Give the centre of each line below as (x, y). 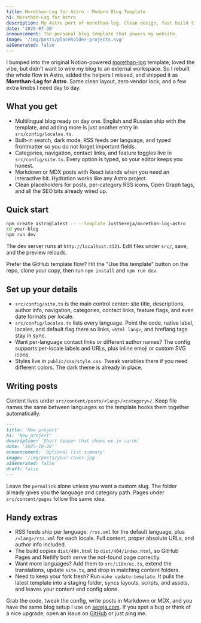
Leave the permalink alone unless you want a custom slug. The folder (92, 486)
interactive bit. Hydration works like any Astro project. (81, 178)
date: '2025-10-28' (31, 447)
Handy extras (32, 517)
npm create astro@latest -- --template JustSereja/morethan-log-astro (96, 223)
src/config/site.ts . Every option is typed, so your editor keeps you (99, 159)
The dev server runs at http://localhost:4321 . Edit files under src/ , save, (97, 246)
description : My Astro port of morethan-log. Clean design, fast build (97, 23)
